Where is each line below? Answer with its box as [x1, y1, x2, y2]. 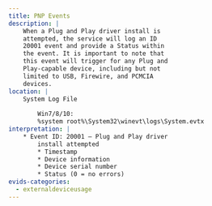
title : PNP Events [8, 11, 70, 20]
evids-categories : [8, 178, 70, 187]
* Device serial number [37, 163, 117, 171]
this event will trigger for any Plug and [23, 58, 168, 66]
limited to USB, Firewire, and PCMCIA [23, 72, 154, 80]
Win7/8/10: [37, 110, 74, 118]
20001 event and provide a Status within [23, 42, 164, 50]
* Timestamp [37, 148, 78, 156]
